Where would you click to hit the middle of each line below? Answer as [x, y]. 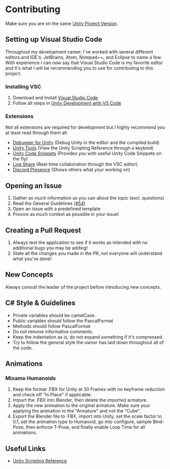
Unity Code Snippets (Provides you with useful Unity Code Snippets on [87, 153]
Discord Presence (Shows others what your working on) [72, 170]
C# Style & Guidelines [40, 303]
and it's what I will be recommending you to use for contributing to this [79, 68]
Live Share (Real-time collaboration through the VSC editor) [75, 164]
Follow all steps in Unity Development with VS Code [67, 103]
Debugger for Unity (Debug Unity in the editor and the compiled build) [86, 143]
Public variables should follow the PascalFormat [63, 321]
